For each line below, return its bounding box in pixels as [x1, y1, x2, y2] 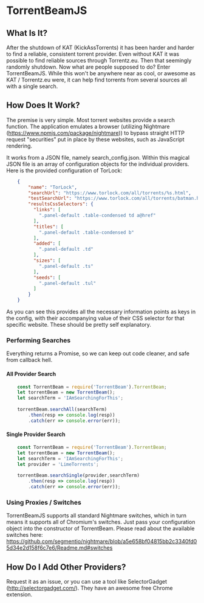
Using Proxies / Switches [6, 498, 82, 506]
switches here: [6, 531, 44, 539]
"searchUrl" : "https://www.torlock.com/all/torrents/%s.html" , [28, 189, 191, 196]
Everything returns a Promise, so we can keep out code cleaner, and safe [6, 350, 190, 357]
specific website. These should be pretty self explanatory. [6, 321, 152, 329]
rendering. [6, 142, 32, 149]
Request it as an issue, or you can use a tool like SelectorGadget [6, 578, 168, 585]
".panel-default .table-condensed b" [38, 229, 135, 236]
